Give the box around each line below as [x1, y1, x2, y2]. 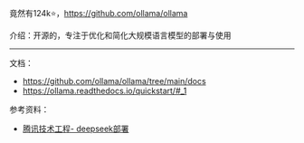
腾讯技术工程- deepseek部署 [22, 123, 129, 134]
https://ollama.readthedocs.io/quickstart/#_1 [22, 85, 187, 96]
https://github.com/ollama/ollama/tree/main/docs [22, 76, 206, 86]
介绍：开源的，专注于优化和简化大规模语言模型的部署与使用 [9, 30, 232, 41]
